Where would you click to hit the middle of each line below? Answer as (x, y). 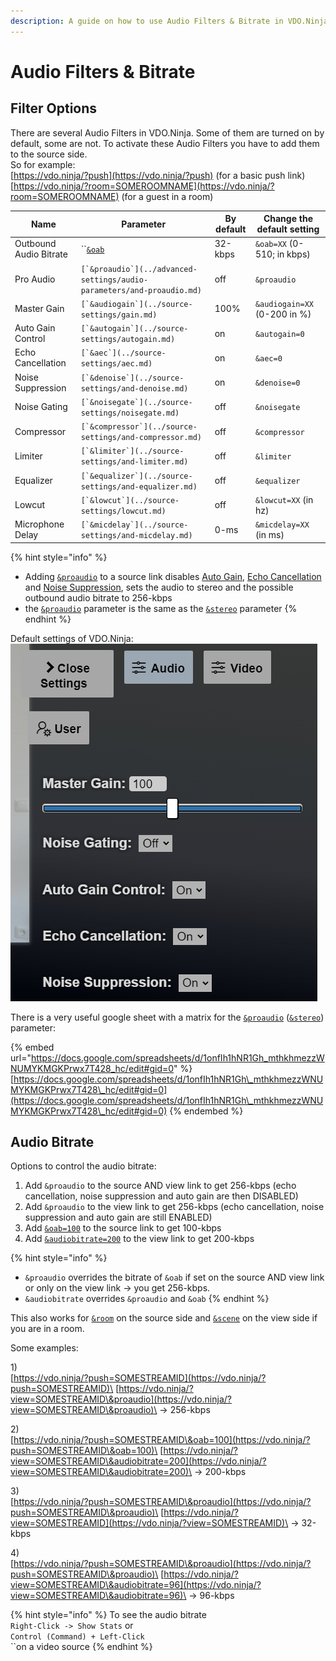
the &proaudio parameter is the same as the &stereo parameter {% (161, 608)
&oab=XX (271, 245)
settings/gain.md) (119, 315)
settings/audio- (114, 280)
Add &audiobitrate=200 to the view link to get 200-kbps (139, 1239)
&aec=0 (268, 358)
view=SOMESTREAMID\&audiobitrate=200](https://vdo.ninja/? (138, 1461)
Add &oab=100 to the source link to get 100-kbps (123, 1228)
